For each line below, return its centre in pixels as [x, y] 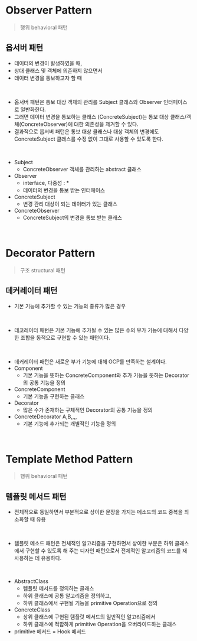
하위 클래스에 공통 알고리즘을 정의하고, [67, 596]
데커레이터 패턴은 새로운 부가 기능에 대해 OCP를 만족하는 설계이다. [90, 362]
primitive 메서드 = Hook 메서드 [50, 632]
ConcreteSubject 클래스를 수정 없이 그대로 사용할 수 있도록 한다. [88, 139]
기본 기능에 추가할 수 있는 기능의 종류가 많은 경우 [70, 306]
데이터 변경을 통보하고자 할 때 [48, 78]
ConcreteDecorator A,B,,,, [45, 417]
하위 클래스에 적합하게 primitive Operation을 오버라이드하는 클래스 [100, 624]
